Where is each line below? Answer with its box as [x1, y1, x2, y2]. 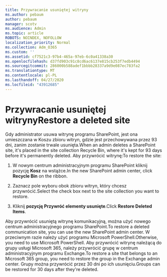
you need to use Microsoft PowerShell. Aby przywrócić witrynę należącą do [5, 239, 162, 245]
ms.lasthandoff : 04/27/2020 [5, 77, 64, 82]
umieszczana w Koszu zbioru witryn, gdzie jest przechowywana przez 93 [5, 136, 157, 142]
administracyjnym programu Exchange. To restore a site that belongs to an [5, 250, 158, 256]
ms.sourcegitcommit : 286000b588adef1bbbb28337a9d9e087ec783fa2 [5, 63, 140, 68]
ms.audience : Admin [5, 26, 46, 31]
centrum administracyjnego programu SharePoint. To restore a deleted [5, 223, 149, 229]
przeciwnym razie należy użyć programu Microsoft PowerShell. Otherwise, [5, 234, 158, 240]
